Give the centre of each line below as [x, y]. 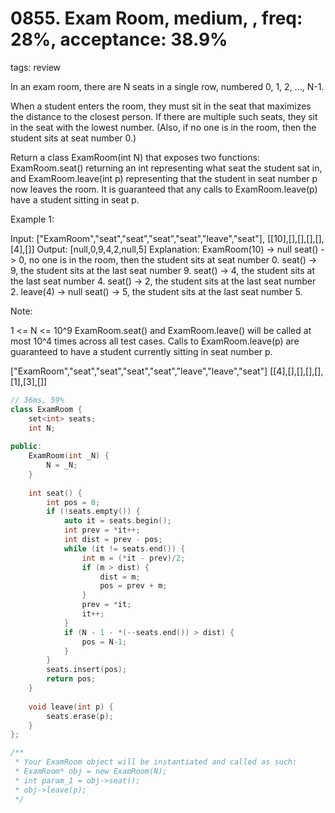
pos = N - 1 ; [104, 642]
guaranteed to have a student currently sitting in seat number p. [141, 351]
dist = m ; [120, 577]
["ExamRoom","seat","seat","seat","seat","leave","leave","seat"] [139, 371]
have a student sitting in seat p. [75, 199]
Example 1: [32, 219]
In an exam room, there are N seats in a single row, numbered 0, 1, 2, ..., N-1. [167, 86]
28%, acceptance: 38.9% [119, 39]
